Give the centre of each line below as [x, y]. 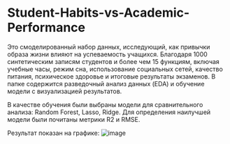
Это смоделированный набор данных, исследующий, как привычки [109, 47]
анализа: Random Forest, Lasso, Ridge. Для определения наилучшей [109, 112]
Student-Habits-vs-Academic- [99, 13]
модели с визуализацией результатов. [65, 91]
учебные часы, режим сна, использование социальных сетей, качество [115, 69]
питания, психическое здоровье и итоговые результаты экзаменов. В [112, 76]
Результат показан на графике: [53, 133]
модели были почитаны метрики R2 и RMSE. [74, 119]
